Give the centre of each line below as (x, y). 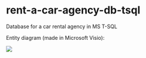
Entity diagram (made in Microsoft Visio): (55, 37)
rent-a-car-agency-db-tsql (73, 10)
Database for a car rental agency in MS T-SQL (62, 26)
